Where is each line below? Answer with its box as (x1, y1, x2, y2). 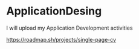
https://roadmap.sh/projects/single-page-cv (6, 36, 117, 43)
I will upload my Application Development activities (6, 24, 133, 31)
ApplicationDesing (6, 4, 102, 18)
